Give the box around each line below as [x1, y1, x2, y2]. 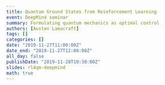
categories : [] [6, 37, 44, 42]
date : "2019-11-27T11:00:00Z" [6, 42, 82, 48]
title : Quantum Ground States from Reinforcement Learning [6, 8, 157, 15]
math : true [6, 70, 34, 76]
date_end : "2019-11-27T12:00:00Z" [6, 48, 93, 54]
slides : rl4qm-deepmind [6, 64, 66, 71]
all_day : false [6, 53, 44, 59]
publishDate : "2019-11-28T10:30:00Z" [6, 59, 101, 65]
